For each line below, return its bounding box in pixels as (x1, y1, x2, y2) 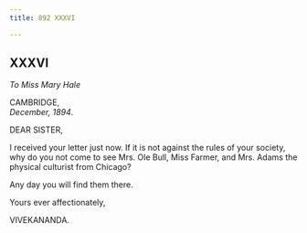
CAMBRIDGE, (9, 97, 60, 108)
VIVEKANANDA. (9, 215, 70, 226)
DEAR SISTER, (9, 124, 64, 135)
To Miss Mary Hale (9, 79, 81, 90)
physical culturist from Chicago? (9, 162, 132, 173)
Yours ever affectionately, (9, 197, 106, 208)
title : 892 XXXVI (9, 13, 76, 23)
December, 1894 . (9, 107, 74, 118)
